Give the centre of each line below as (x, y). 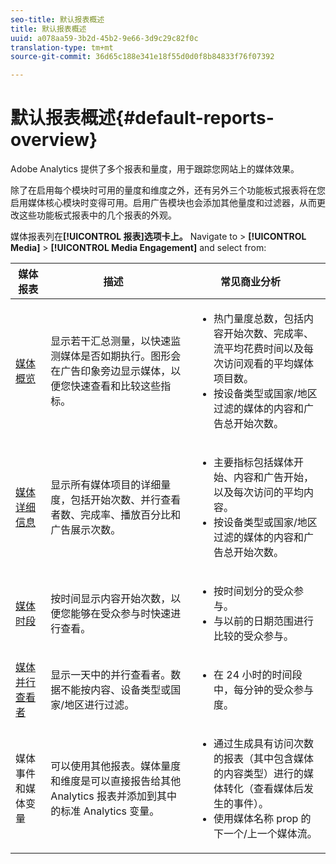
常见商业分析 (251, 282)
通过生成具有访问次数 (264, 744)
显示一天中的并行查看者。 (111, 675)
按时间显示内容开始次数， (111, 599)
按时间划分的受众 (254, 591)
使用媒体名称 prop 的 (262, 819)
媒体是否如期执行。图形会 (121, 356)
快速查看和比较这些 (116, 386)
